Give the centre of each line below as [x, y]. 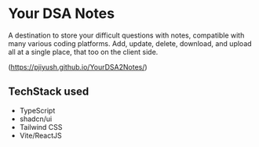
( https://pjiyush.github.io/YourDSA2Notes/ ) [78, 66]
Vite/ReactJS [41, 135]
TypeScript [37, 110]
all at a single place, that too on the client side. [83, 52]
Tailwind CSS [41, 127]
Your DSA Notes [62, 14]
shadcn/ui [36, 119]
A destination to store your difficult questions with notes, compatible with [126, 35]
